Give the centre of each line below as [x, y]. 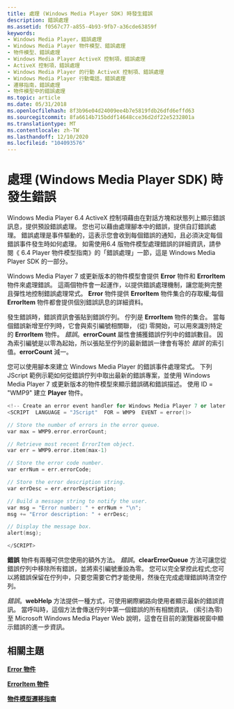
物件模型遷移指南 [32, 699]
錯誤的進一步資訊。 [40, 627]
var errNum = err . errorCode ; [49, 470]
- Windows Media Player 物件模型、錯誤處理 [67, 46]
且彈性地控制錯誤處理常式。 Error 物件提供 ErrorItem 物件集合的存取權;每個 [116, 294]
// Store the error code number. [56, 463]
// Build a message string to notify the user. [78, 501]
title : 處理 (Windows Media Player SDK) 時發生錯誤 [80, 14]
